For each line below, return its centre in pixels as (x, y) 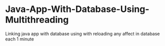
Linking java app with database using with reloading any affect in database (82, 33)
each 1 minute (20, 39)
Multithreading (37, 20)
